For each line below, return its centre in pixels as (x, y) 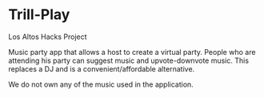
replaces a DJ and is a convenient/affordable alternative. (102, 68)
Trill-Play (39, 15)
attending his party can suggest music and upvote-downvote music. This (129, 60)
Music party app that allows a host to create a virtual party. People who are (132, 52)
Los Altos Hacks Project (48, 37)
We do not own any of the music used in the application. (101, 84)
